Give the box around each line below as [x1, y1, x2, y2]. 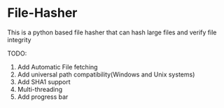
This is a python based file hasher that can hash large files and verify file [7, 28, 217, 36]
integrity [7, 35, 31, 43]
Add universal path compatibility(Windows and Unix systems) [17, 70, 195, 79]
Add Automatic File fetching [17, 62, 98, 71]
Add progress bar [17, 93, 69, 101]
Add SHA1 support [17, 77, 71, 86]
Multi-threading [17, 85, 63, 93]
